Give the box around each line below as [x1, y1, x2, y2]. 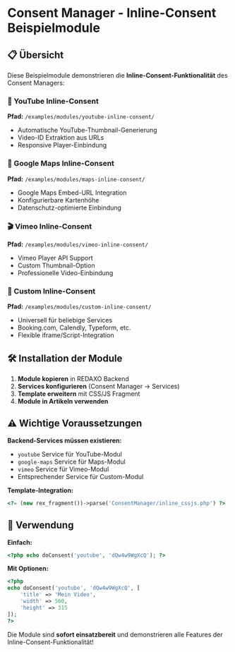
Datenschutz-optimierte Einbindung [17, 203, 122, 212]
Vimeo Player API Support [17, 253, 93, 262]
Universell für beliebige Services [17, 316, 113, 325]
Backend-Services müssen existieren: [7, 436, 122, 445]
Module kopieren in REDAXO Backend [17, 375, 129, 382]
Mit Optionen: [7, 565, 49, 573]
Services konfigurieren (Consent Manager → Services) [17, 382, 180, 390]
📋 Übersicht [7, 49, 64, 61]
